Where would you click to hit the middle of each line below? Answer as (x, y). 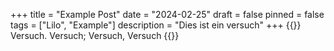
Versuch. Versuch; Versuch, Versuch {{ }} (95, 35)
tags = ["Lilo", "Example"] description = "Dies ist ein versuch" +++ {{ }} (156, 25)
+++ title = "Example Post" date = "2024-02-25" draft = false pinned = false (167, 14)
